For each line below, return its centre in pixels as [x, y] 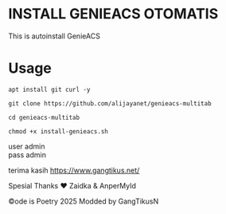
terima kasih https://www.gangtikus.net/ [74, 170]
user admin [27, 146]
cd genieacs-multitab [44, 117]
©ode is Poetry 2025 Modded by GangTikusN [84, 201]
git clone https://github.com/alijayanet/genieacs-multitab [110, 103]
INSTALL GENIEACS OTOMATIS [113, 14]
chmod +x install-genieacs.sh [58, 131]
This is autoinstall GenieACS [55, 36]
